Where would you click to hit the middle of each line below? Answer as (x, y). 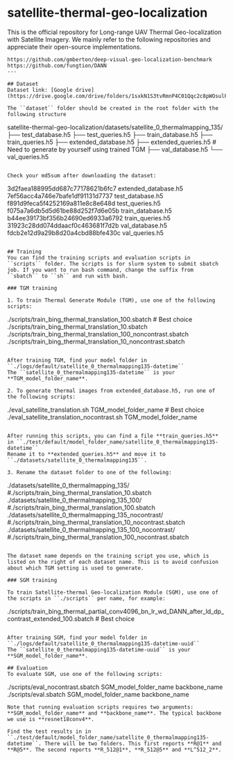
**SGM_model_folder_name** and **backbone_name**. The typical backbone (114, 713)
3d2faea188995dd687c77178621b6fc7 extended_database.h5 (95, 188)
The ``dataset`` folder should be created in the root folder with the (113, 108)
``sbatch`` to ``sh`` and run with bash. (68, 276)
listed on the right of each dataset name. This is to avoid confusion (113, 562)
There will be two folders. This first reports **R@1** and (133, 743)
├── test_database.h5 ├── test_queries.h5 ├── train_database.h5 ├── (110, 134)
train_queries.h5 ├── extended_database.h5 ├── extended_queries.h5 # (112, 142)
